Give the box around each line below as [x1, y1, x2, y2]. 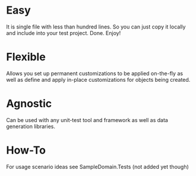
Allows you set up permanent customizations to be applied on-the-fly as [6, 69, 183, 77]
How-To [6, 143, 46, 157]
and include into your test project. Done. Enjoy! [6, 29, 121, 36]
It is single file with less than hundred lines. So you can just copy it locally [6, 23, 186, 30]
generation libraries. [6, 123, 55, 130]
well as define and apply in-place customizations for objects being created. [6, 76, 191, 83]
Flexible [6, 50, 46, 64]
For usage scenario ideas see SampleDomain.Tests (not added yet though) [6, 163, 189, 170]
